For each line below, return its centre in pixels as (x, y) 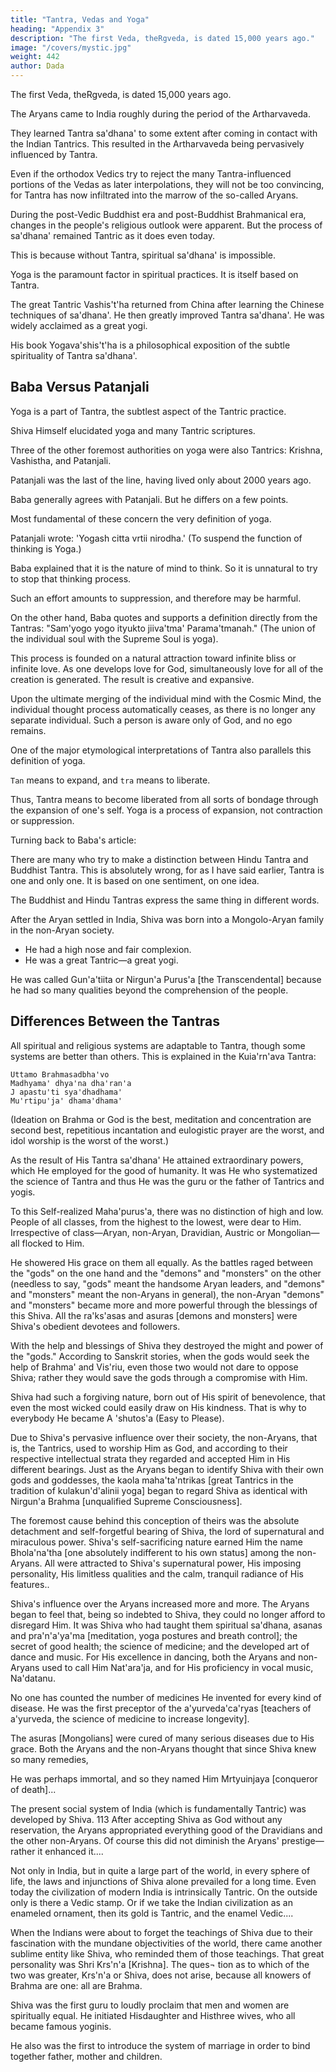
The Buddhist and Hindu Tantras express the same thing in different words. (165, 900)
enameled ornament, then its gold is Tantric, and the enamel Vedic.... (152, 1913)
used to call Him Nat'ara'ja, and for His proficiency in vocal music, (177, 1667)
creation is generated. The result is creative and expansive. (132, 679)
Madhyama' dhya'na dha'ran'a (71, 1083)
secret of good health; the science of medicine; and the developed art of (160, 1646)
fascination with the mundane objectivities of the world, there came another (166, 1943)
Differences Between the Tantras (115, 1021)
